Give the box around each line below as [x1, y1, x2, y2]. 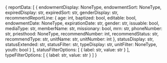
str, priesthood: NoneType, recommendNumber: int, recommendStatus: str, [5, 31, 159, 36]
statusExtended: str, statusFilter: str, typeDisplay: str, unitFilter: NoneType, [5, 41, 158, 47]
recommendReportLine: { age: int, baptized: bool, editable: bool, [5, 15, 137, 20]
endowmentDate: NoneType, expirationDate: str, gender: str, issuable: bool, [5, 20, 160, 26]
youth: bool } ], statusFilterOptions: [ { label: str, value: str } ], [5, 47, 130, 52]
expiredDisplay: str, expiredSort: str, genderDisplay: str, [5, 9, 119, 15]
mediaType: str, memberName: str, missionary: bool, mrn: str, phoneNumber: [5, 25, 163, 31]
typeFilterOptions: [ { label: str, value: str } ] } [5, 52, 97, 58]
